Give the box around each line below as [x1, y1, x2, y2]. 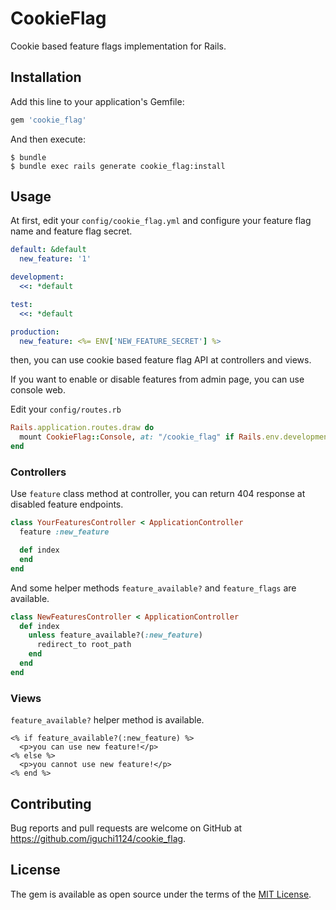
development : [10, 272, 65, 282]
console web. [10, 384, 66, 396]
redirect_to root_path [36, 640, 132, 650]
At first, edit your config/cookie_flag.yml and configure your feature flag [10, 215, 312, 227]
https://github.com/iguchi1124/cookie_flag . [10, 832, 187, 844]
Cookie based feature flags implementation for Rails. [10, 40, 227, 52]
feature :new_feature [19, 527, 110, 537]
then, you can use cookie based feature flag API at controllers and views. [10, 354, 312, 366]
